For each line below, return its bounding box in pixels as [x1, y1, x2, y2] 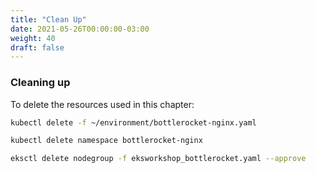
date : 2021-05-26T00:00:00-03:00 [10, 24, 150, 34]
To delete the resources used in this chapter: [10, 98, 195, 110]
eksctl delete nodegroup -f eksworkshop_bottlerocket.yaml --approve [10, 154, 307, 164]
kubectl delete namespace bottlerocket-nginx [10, 136, 203, 146]
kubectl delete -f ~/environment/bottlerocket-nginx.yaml [10, 117, 257, 128]
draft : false [10, 42, 65, 53]
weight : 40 [10, 33, 56, 43]
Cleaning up [10, 76, 71, 90]
